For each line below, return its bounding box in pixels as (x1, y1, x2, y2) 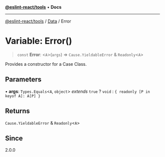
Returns (5, 107, 30, 115)
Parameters (5, 76, 42, 84)
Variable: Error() (5, 35, 72, 47)
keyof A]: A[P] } (5, 93, 41, 99)
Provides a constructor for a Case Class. (5, 61, 87, 67)
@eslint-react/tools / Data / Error (5, 18, 71, 24)
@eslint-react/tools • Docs (5, 4, 62, 10)
